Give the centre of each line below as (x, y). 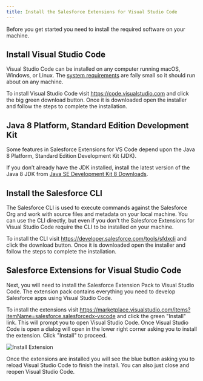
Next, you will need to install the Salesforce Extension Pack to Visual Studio (100, 285)
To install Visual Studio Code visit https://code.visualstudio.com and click (98, 94)
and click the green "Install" (152, 316)
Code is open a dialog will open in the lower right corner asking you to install (101, 329)
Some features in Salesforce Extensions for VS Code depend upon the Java (101, 149)
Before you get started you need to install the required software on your (96, 29)
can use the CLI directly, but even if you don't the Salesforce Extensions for (101, 221)
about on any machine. (35, 82)
